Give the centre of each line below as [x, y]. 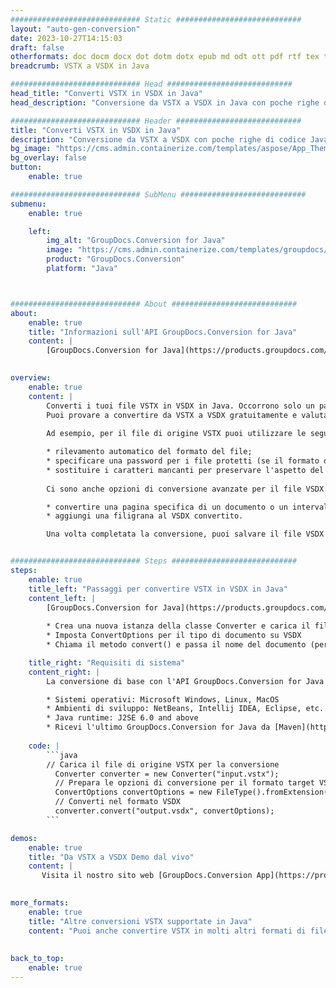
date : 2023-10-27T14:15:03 [66, 38]
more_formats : [40, 903]
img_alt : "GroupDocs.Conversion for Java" [136, 241]
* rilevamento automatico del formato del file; [149, 452]
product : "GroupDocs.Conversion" [116, 259]
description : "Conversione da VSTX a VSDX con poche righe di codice [158, 139]
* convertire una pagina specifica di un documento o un [167, 507]
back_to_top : [37, 959]
